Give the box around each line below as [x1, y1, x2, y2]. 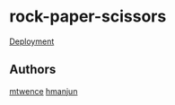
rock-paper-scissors [9, 6, 167, 27]
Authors [9, 62, 57, 77]
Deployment [9, 36, 55, 47]
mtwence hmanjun [9, 85, 78, 96]
